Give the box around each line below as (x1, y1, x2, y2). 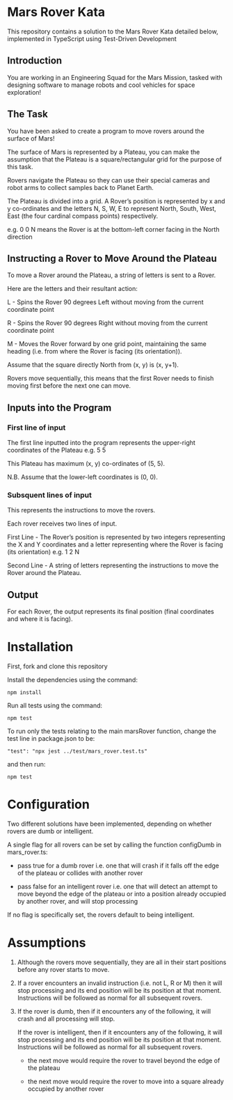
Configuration (7, 796, 90, 812)
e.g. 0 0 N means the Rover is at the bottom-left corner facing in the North (7, 225, 220, 233)
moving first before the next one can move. (7, 382, 131, 390)
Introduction (7, 55, 63, 67)
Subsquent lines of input (7, 490, 93, 500)
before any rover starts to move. (17, 965, 110, 973)
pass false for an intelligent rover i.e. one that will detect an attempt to (17, 882, 218, 891)
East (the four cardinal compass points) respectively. (7, 212, 159, 220)
